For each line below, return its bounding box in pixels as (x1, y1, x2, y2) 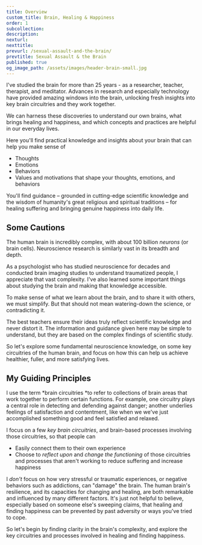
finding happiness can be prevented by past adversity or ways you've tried (6, 508, 192, 514)
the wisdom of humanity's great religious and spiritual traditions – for (6, 198, 177, 206)
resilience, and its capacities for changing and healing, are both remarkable (6, 488, 194, 495)
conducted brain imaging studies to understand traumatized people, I (6, 269, 178, 277)
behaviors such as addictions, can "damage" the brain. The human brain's (6, 482, 191, 489)
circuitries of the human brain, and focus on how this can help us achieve (6, 349, 189, 356)
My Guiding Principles (6, 373, 92, 383)
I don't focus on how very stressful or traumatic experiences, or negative (6, 476, 188, 482)
